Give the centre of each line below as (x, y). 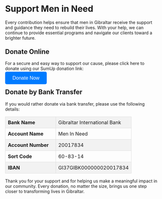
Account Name (26, 133)
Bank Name (22, 122)
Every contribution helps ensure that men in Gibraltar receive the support (79, 22)
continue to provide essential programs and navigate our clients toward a (79, 33)
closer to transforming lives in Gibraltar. (45, 191)
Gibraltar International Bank (90, 122)
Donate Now (26, 78)
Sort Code (20, 156)
